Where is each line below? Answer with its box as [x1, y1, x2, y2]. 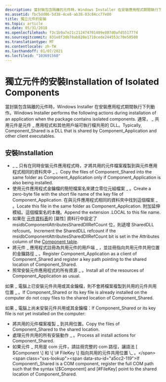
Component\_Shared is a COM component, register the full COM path [12, 361, 154, 367]
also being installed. [12, 180, 53, 186]
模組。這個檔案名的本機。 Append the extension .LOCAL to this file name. [12, 210, 161, 215]
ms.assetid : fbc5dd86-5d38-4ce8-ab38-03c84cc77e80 [5, 12, 112, 17]
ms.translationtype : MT [5, 40, 54, 44]
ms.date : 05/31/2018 [5, 26, 48, 31]
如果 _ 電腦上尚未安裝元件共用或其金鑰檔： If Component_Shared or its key [5, 305, 156, 311]
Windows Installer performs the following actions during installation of [14, 110, 157, 116]
